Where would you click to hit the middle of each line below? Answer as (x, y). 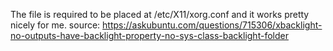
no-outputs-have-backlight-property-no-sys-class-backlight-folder (149, 35)
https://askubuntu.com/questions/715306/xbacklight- (212, 25)
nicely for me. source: (55, 25)
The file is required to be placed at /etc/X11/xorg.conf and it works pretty (160, 14)
